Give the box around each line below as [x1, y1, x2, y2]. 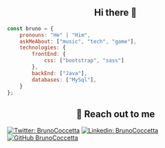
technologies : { [19, 44, 67, 52]
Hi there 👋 [93, 7, 137, 19]
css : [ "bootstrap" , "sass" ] [43, 57, 125, 64]
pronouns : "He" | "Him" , [19, 32, 91, 39]
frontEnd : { [32, 51, 67, 58]
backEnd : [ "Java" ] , [32, 70, 88, 76]
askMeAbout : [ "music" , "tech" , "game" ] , [19, 38, 137, 45]
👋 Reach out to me [76, 108, 155, 120]
